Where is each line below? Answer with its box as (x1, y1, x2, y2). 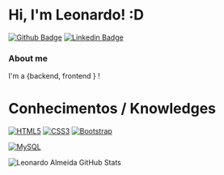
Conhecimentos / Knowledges (8, 100, 217, 118)
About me (8, 53, 49, 64)
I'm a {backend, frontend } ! (8, 71, 101, 81)
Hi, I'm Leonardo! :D (8, 6, 144, 24)
